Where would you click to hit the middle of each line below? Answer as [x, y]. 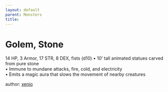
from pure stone [22, 64]
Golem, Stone [34, 44]
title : [12, 19]
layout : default [22, 10]
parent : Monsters [24, 15]
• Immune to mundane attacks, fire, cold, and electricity [64, 69]
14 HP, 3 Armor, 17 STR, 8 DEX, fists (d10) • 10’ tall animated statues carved [85, 58]
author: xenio [19, 84]
